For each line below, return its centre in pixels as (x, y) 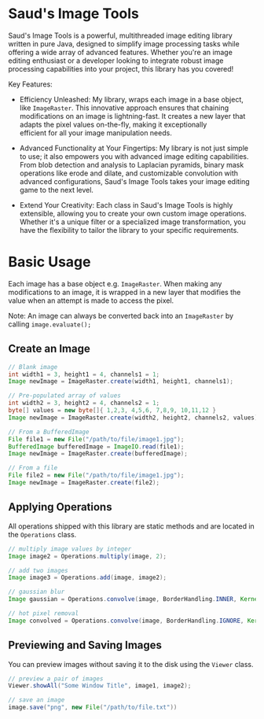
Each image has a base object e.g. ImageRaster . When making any (115, 283)
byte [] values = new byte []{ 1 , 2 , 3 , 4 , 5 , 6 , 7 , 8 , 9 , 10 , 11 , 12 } (112, 411)
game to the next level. (57, 190)
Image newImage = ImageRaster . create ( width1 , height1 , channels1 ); (121, 382)
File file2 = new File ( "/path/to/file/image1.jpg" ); (96, 476)
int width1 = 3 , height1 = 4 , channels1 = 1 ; (84, 374)
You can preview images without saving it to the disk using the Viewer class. (131, 664)
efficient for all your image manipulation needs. (96, 133)
